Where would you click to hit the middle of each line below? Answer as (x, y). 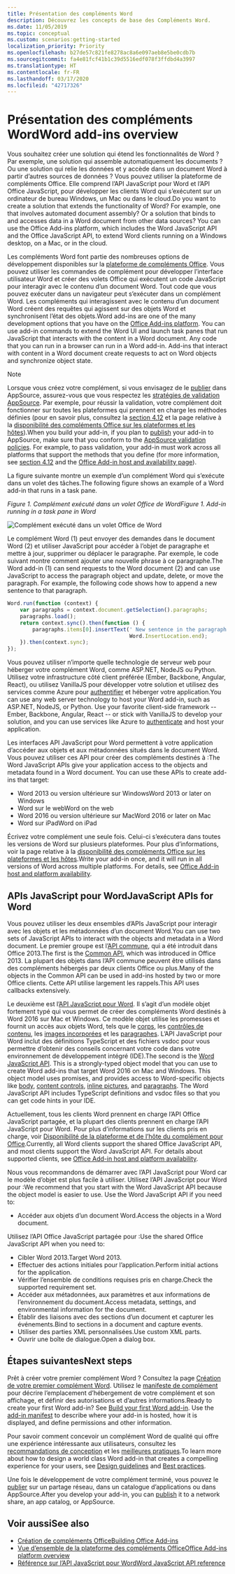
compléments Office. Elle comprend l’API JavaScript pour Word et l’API (109, 184)
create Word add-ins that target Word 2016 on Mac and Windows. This (109, 1071)
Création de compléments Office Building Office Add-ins (98, 1540)
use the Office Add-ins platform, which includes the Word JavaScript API (112, 229)
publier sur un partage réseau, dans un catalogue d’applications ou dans (112, 1487)
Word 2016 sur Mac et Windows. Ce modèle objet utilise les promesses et (113, 1019)
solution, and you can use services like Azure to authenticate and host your (116, 722)
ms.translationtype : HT (42, 66)
